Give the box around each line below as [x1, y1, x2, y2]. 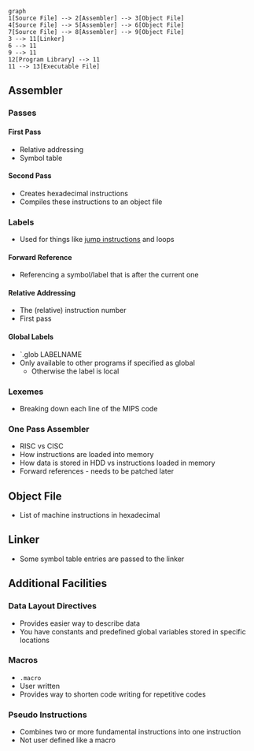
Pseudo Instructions [8, 709, 88, 720]
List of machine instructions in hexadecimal [19, 511, 160, 520]
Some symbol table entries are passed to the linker [19, 554, 185, 563]
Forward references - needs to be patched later [19, 467, 175, 476]
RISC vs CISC [19, 441, 64, 451]
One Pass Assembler [8, 423, 90, 434]
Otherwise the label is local [31, 366, 120, 376]
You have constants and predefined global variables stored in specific [19, 626, 246, 636]
